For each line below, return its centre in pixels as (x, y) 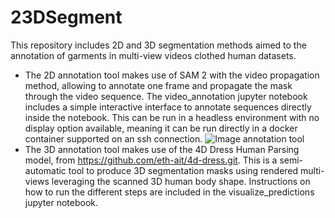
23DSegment (66, 17)
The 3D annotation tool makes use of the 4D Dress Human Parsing (162, 149)
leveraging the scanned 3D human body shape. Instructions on (181, 181)
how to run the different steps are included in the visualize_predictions (169, 192)
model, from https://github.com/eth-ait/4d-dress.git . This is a (151, 160)
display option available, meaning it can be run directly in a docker (161, 128)
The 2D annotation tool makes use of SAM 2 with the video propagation (172, 75)
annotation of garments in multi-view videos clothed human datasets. (153, 55)
